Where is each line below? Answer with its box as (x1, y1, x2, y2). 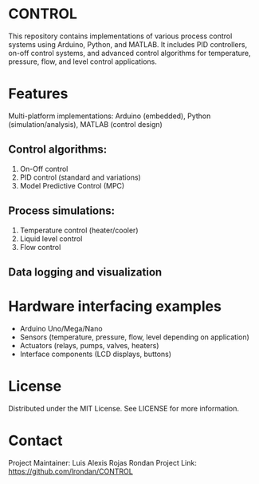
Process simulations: (8, 204, 116, 218)
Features (8, 85, 69, 103)
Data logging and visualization (8, 265, 163, 279)
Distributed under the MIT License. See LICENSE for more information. (8, 403, 240, 413)
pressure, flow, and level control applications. (8, 57, 157, 66)
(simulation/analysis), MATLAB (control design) (8, 119, 163, 129)
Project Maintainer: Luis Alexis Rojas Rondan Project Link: (8, 458, 197, 467)
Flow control (19, 242, 61, 252)
